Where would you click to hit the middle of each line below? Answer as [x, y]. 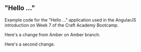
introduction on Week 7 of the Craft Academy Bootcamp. [62, 25]
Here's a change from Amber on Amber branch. [52, 34]
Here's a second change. [30, 44]
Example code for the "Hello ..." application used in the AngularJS [70, 20]
